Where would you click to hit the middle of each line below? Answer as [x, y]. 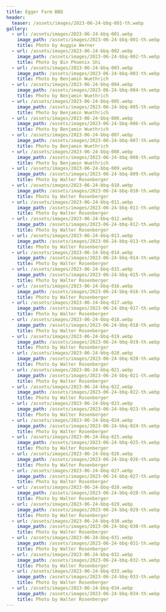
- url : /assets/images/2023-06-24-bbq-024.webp [72, 420]
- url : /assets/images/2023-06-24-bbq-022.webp [72, 387]
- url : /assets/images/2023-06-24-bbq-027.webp [72, 471]
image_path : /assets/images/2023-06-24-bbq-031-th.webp [89, 543]
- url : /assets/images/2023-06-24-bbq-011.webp [72, 202]
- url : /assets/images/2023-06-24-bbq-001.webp [72, 34]
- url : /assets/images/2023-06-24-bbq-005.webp [72, 101]
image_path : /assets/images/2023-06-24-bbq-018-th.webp [89, 325]
